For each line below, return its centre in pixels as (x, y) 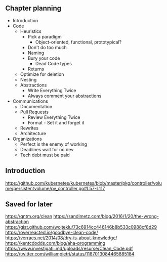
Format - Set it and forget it (56, 122)
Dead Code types (54, 63)
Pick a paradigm (45, 36)
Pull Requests (34, 112)
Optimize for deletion (42, 74)
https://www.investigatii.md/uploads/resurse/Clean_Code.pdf (69, 249)
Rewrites (29, 128)
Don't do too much (47, 47)
